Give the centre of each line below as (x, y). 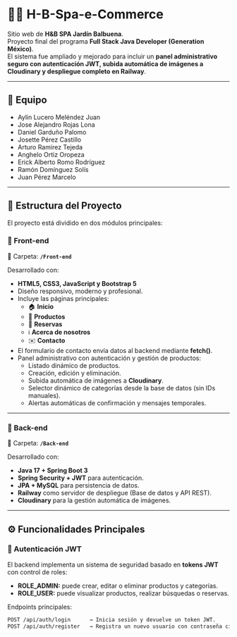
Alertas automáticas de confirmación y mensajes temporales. (117, 403)
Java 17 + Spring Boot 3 (53, 471)
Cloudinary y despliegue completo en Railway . (77, 71)
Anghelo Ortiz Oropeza (51, 154)
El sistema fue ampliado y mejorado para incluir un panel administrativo (113, 56)
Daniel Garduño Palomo (52, 132)
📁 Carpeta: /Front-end (39, 256)
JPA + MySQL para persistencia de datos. (78, 486)
